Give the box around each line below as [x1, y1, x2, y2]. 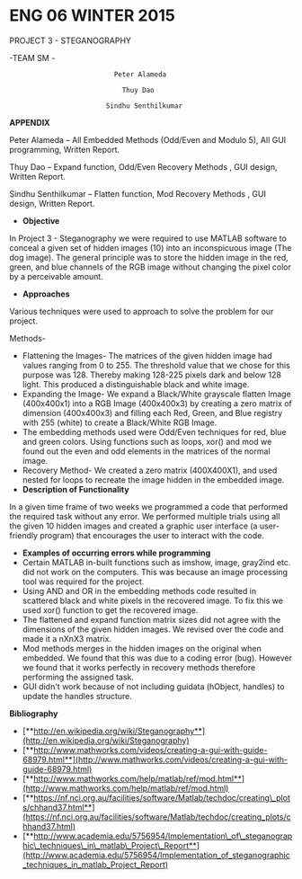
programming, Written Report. [9, 144, 120, 155]
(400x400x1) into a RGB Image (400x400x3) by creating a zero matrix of [22, 397, 292, 409]
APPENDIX [9, 117, 51, 128]
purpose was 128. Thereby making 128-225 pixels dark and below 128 [22, 369, 281, 380]
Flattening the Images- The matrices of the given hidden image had [22, 350, 272, 360]
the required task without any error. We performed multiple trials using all [9, 511, 280, 521]
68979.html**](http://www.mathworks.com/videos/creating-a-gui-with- [22, 754, 289, 765]
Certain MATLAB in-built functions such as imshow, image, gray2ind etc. [22, 556, 291, 567]
